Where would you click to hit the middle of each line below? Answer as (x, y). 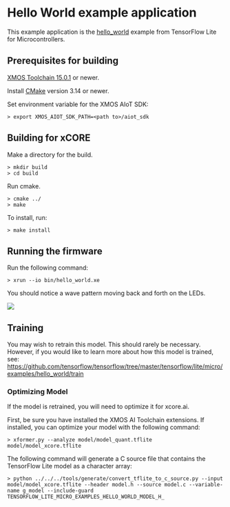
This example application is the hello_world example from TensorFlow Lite (112, 32)
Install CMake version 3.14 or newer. (58, 90)
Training (25, 328)
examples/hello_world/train (45, 374)
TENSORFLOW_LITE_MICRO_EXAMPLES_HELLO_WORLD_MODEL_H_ (86, 497)
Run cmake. (24, 186)
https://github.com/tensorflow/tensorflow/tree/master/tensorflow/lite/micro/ (115, 366)
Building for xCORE (49, 138)
